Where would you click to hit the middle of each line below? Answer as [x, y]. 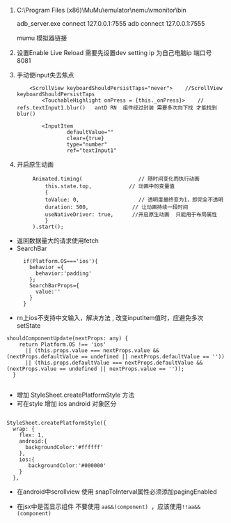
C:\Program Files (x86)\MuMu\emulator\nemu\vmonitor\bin [102, 10]
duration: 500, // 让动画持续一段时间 [117, 207]
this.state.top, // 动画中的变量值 [110, 186]
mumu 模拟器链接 [42, 38]
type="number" [87, 144]
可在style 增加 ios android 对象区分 [66, 403]
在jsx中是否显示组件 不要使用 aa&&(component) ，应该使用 [99, 506]
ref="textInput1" [91, 151]
